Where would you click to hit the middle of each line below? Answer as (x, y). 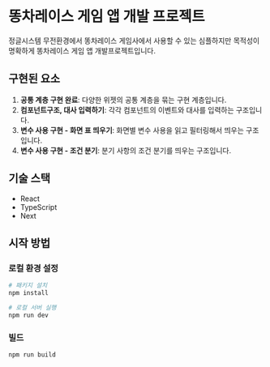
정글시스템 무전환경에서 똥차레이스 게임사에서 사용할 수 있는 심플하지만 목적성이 (134, 41)
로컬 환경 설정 (34, 268)
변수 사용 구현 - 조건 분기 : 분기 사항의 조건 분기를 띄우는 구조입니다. (126, 150)
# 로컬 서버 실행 (32, 308)
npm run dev (28, 315)
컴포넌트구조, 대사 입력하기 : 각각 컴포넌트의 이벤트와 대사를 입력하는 (127, 109)
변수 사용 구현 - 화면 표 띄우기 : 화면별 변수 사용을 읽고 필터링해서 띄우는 (132, 130)
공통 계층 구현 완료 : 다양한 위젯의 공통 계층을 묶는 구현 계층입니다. (123, 100)
